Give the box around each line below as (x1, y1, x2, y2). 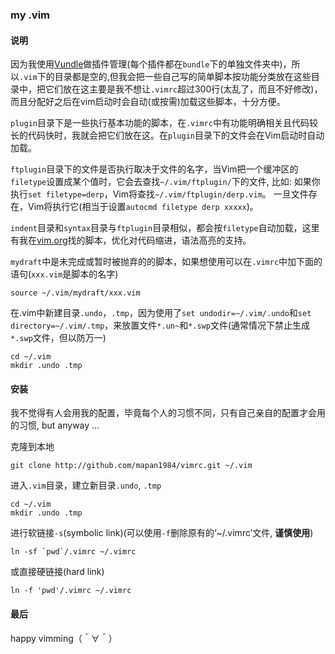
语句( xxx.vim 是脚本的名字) (10, 268, 119, 280)
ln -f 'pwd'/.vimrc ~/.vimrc (10, 586, 132, 596)
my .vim (10, 8, 51, 22)
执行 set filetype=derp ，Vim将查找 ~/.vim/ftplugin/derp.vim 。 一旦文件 (10, 188, 309, 200)
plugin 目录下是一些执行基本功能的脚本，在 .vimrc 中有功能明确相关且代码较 (10, 117, 318, 129)
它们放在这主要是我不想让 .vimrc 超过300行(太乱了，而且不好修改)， (44, 83, 323, 95)
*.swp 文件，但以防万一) (10, 332, 107, 344)
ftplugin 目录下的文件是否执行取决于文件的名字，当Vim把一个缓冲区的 (10, 163, 299, 175)
